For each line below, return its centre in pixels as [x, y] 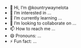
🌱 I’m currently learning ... [36, 18]
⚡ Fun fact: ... [23, 41]
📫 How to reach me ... [32, 29]
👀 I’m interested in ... [30, 13]
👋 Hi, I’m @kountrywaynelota [39, 8]
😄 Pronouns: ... [26, 36]
